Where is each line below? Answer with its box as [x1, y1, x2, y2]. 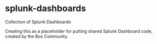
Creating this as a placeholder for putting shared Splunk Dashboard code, [5, 28, 153, 34]
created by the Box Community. [5, 33, 69, 39]
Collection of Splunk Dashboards [5, 19, 71, 25]
